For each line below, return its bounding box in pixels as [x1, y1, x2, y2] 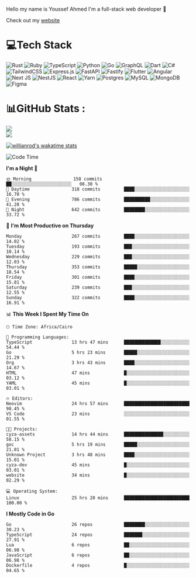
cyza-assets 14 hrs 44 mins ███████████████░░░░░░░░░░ [6, 431, 190, 437]
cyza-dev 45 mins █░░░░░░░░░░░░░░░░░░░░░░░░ [6, 462, 190, 468]
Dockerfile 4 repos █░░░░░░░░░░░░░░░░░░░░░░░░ [6, 562, 190, 568]
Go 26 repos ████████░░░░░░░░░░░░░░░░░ [6, 521, 190, 527]
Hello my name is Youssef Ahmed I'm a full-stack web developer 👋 [6, 6, 167, 12]
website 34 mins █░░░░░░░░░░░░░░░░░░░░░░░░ [6, 472, 190, 478]
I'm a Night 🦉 [6, 164, 38, 172]
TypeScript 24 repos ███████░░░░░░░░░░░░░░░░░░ [6, 532, 190, 538]
